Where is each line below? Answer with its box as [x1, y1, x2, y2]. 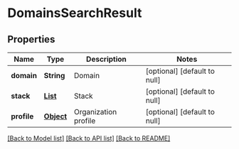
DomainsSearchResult [7, 5, 142, 21]
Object [43, 111, 68, 121]
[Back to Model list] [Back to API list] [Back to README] [7, 134, 171, 143]
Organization [73, 107, 117, 116]
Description [86, 55, 127, 64]
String [43, 71, 65, 80]
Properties [7, 33, 55, 45]
